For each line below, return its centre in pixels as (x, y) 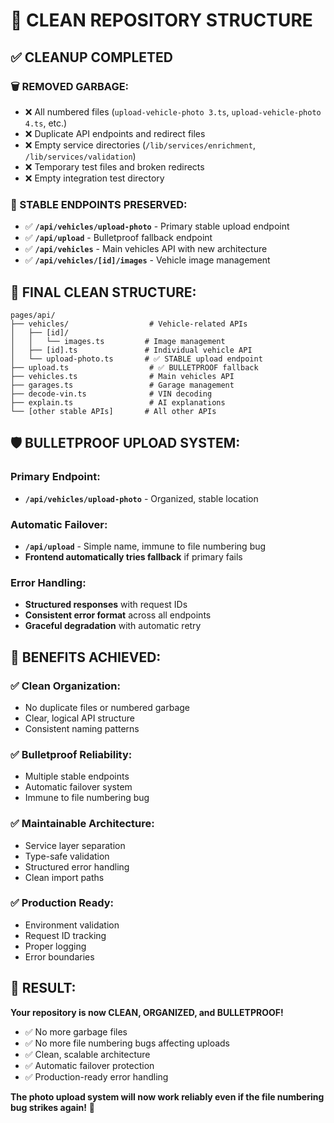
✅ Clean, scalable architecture (87, 1054)
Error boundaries (59, 956)
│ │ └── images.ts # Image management (118, 341)
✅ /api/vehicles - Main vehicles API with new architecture (146, 249)
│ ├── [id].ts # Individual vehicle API (131, 350)
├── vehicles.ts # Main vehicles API (122, 376)
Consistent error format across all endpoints (118, 615)
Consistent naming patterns (82, 728)
